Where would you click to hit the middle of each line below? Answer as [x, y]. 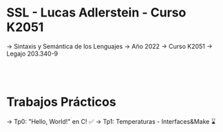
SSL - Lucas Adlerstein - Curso [96, 13]
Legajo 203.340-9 [32, 54]
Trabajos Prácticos [61, 102]
